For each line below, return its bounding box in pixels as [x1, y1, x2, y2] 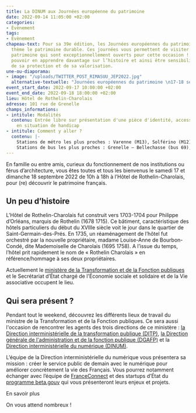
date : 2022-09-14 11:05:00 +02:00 [6, 14, 90, 20]
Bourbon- [159, 236, 183, 243]
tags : [6, 30, 19, 36]
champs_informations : [6, 106, 59, 112]
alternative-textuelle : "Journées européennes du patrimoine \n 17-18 [11, 80, 184, 85]
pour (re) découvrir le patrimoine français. [6, 179, 107, 186]
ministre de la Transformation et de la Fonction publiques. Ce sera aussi [6, 318, 179, 325]
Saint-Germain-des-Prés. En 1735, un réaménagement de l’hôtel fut [6, 230, 168, 238]
